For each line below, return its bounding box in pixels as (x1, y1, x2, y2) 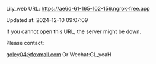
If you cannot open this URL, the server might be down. (6, 28, 141, 35)
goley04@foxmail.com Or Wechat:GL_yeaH (6, 51, 112, 58)
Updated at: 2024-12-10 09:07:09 (6, 17, 88, 23)
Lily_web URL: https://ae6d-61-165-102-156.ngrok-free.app (6, 5, 150, 12)
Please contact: (6, 40, 44, 46)
